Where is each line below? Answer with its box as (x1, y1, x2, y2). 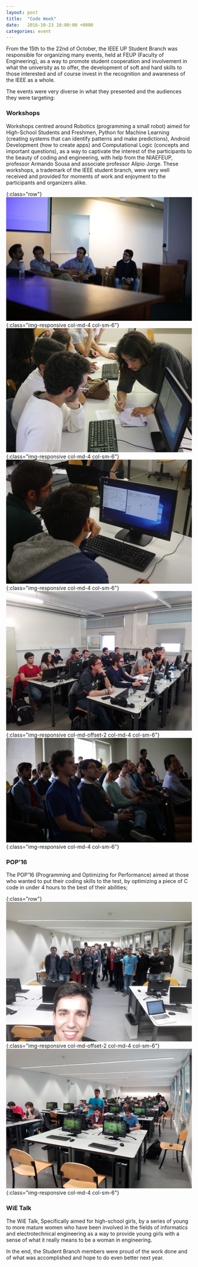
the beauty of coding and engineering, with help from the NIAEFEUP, (6, 154, 173, 161)
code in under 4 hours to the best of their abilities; (6, 884, 128, 891)
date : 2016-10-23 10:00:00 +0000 (6, 22, 94, 28)
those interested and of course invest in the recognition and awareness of (6, 70, 186, 77)
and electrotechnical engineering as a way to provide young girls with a (6, 1230, 180, 1237)
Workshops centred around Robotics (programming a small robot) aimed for (6, 122, 190, 129)
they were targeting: (6, 95, 55, 102)
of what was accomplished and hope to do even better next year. (6, 1254, 164, 1261)
